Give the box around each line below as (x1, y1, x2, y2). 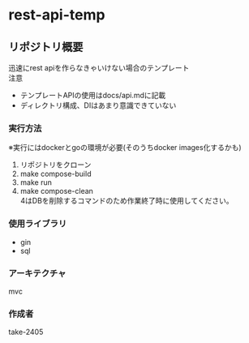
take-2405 (8, 327, 44, 337)
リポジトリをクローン (19, 160, 92, 169)
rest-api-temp (8, 6, 105, 24)
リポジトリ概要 (8, 40, 84, 54)
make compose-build (19, 169, 92, 179)
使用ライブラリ (8, 218, 67, 229)
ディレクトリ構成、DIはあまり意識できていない (19, 101, 177, 110)
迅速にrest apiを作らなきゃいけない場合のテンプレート (8, 63, 190, 72)
